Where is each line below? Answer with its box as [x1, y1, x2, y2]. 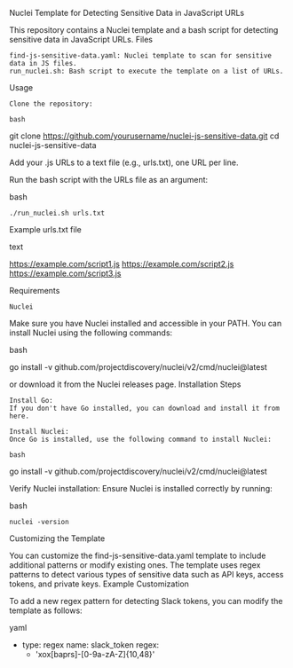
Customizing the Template [9, 533, 106, 544]
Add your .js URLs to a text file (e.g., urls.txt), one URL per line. [9, 157, 239, 168]
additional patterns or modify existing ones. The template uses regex [9, 560, 261, 570]
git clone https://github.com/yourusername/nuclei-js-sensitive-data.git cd [9, 130, 280, 141]
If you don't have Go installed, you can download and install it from [9, 404, 280, 413]
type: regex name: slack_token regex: [21, 640, 160, 650]
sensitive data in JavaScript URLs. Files [9, 35, 154, 44]
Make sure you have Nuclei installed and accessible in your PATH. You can [9, 318, 282, 328]
